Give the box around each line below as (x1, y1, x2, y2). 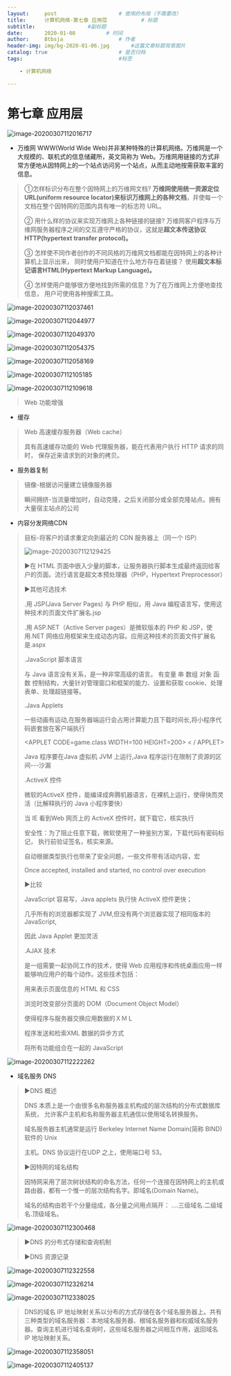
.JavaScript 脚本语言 (24, 655, 83, 663)
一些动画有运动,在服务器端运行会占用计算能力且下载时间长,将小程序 (24, 715, 216, 723)
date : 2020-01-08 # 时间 (7, 29, 123, 37)
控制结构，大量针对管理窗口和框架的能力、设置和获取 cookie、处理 (32, 678, 223, 687)
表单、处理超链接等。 (24, 687, 85, 696)
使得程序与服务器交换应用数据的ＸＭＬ (24, 1014, 133, 1022)
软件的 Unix (24, 1133, 57, 1142)
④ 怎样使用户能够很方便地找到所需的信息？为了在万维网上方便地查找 (24, 280, 223, 289)
